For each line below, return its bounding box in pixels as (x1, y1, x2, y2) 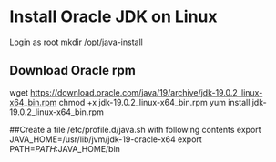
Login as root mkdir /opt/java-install (9, 36, 143, 47)
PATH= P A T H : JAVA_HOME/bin (9, 143, 121, 154)
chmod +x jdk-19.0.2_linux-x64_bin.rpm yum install (58, 96, 250, 107)
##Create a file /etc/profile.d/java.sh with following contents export (9, 124, 261, 135)
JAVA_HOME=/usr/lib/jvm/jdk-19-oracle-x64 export (9, 134, 202, 145)
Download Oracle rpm (9, 63, 137, 78)
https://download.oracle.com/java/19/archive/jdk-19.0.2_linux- (30, 86, 263, 97)
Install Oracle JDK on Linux (9, 6, 218, 27)
